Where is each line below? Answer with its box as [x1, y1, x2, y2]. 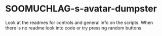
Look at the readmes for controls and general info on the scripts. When [5, 19, 153, 25]
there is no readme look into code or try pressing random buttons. [5, 24, 143, 30]
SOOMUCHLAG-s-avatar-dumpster [5, 3, 157, 14]
